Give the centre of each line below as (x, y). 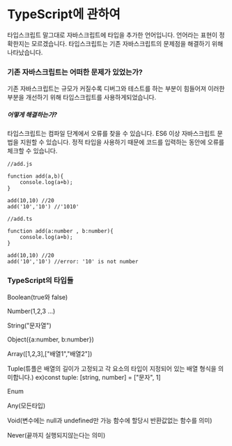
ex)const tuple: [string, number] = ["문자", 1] (98, 377)
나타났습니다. (25, 52)
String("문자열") (30, 325)
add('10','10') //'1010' (43, 207)
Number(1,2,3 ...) (31, 311)
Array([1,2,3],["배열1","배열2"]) (50, 353)
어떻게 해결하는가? (32, 114)
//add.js (20, 164)
